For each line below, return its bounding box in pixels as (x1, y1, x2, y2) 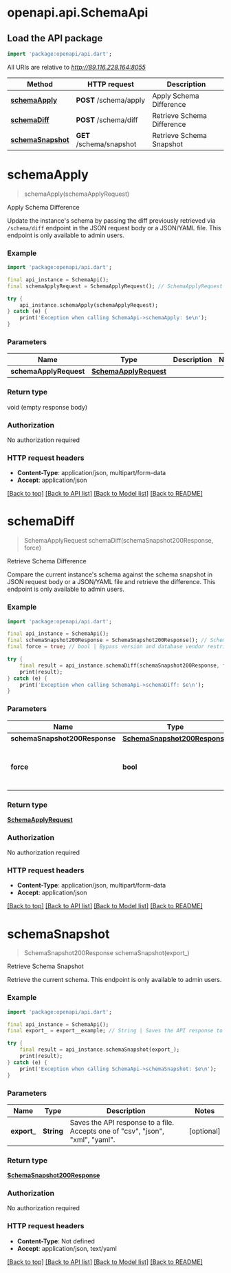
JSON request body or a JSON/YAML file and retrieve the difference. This (7, 578, 216, 586)
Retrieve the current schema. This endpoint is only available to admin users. (7, 976, 222, 984)
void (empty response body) (7, 403, 88, 411)
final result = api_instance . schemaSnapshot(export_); (19, 1046, 180, 1053)
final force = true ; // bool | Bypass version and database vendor (7, 643, 205, 650)
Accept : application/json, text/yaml (16, 1244, 117, 1252)
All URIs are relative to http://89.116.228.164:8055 (7, 63, 146, 71)
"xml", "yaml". (69, 1134, 115, 1144)
